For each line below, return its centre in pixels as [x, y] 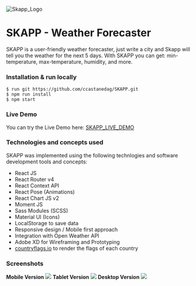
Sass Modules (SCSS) [41, 211]
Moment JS [29, 204]
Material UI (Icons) [37, 217]
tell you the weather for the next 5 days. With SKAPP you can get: [86, 55]
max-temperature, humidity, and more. [86, 61]
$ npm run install [29, 94]
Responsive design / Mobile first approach [66, 229]
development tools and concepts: [47, 162]
